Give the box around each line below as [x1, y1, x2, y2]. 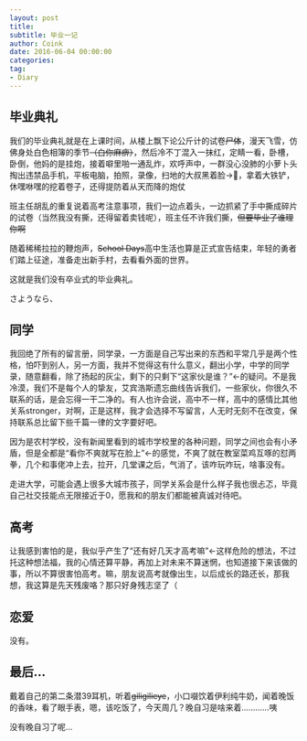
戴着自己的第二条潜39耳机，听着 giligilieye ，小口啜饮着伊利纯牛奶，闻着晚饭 [9, 690, 295, 701]
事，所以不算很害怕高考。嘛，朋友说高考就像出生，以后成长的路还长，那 [9, 568, 281, 579]
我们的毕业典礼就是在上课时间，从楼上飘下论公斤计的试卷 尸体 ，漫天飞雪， [9, 134, 290, 146]
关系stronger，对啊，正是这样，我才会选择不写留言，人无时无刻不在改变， [9, 405, 290, 416]
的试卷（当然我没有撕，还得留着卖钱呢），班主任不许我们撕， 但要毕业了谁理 [9, 211, 294, 222]
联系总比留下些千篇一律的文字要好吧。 [16, 417, 162, 428]
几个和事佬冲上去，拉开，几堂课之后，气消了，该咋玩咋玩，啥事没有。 [25, 459, 290, 470]
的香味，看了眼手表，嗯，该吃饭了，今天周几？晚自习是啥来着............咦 [9, 702, 278, 713]
